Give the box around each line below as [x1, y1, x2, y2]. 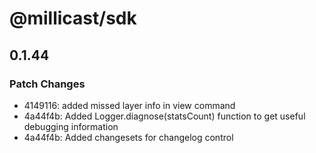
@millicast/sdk [9, 7, 137, 30]
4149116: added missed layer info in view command [23, 99, 236, 111]
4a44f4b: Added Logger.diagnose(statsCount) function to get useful [23, 110, 306, 122]
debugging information [23, 120, 119, 132]
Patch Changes [9, 77, 86, 91]
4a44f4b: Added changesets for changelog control [23, 131, 234, 143]
